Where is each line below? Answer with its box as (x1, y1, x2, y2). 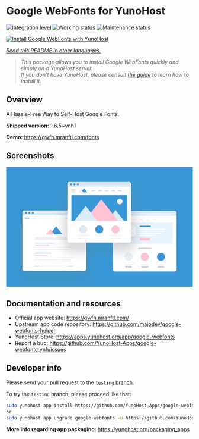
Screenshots (6, 150, 54, 161)
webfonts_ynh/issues (14, 346, 66, 353)
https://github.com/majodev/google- (92, 320, 182, 328)
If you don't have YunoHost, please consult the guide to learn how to (20, 71, 190, 78)
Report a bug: (14, 339, 49, 346)
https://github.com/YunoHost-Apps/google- (49, 339, 157, 346)
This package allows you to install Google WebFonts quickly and (20, 58, 179, 65)
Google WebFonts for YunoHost (6, 4, 166, 18)
